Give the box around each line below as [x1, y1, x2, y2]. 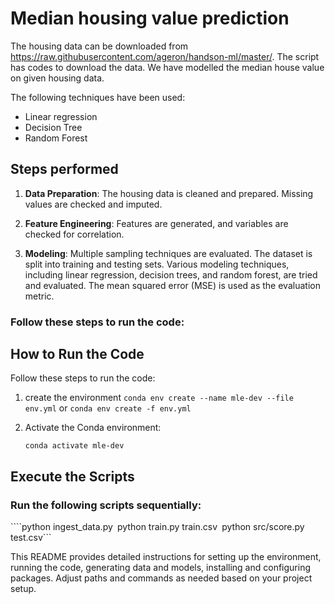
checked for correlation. [24, 228, 125, 240]
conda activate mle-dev [24, 441, 125, 451]
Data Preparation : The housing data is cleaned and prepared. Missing [24, 187, 314, 199]
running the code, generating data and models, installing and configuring [10, 562, 312, 574]
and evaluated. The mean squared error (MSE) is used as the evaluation [24, 279, 321, 291]
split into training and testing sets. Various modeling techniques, [24, 258, 290, 270]
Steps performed [10, 161, 119, 178]
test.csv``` [10, 532, 52, 544]
